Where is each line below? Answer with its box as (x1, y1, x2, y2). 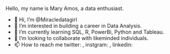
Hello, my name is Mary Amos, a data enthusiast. (5, 5, 124, 12)
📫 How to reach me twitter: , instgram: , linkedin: (14, 41, 133, 48)
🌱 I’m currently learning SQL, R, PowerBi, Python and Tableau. (14, 28, 165, 35)
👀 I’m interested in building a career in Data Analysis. (14, 23, 142, 29)
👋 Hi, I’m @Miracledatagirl (14, 16, 78, 23)
